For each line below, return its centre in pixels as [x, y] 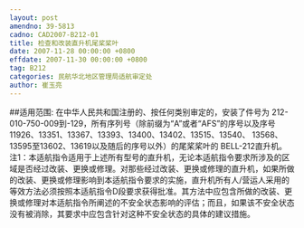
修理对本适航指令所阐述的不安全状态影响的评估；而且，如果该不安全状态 [160, 202]
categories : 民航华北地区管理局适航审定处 [81, 77]
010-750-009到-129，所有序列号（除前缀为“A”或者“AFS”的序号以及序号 [142, 123]
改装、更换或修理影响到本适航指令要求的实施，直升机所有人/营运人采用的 [153, 180]
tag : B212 [28, 69]
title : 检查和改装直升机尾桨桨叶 [64, 43]
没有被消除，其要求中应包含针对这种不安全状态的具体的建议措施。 [132, 214]
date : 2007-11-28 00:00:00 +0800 [72, 52]
